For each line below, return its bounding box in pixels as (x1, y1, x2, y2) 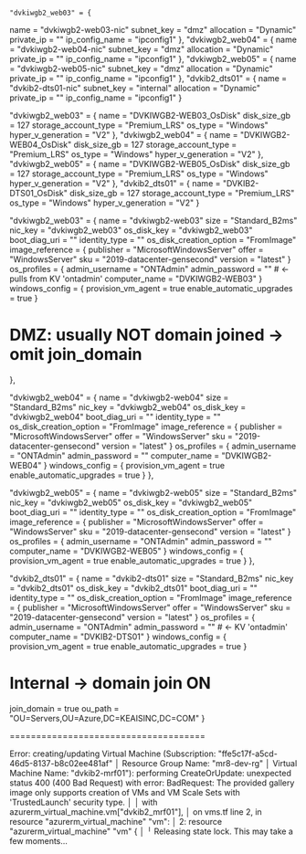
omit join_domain (9, 344, 142, 365)
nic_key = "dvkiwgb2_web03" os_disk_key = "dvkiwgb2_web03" (9, 225, 253, 236)
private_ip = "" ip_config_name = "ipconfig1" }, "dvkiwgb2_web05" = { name (9, 54, 297, 64)
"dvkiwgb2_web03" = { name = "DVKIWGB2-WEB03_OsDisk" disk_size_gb (9, 111, 290, 121)
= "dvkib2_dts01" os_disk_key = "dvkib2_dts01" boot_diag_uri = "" (9, 582, 259, 594)
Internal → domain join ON (9, 673, 212, 694)
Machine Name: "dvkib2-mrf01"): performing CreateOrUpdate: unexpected (9, 767, 292, 778)
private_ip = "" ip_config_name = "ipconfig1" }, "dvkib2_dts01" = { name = (9, 73, 288, 83)
